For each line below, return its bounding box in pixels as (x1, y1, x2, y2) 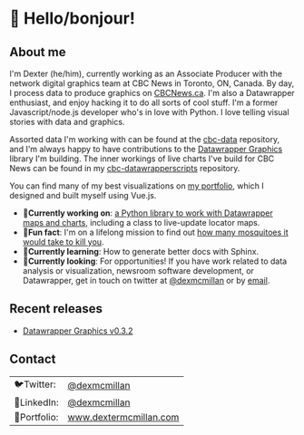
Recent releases (9, 301, 103, 316)
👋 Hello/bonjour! (9, 8, 136, 29)
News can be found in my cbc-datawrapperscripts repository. (9, 163, 240, 173)
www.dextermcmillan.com (67, 411, 180, 423)
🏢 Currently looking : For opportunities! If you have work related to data (22, 256, 288, 266)
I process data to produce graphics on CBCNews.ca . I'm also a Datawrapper (9, 88, 295, 98)
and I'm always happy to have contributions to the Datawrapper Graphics (9, 144, 283, 154)
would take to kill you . (22, 237, 104, 247)
